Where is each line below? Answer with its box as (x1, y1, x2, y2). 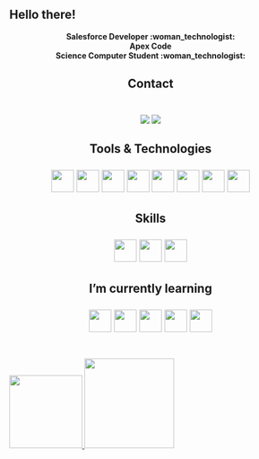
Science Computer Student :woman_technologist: (55, 49, 246, 61)
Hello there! (9, 7, 76, 22)
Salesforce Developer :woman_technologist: (65, 31, 236, 41)
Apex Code (129, 40, 172, 51)
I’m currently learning (89, 280, 212, 296)
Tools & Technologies (89, 141, 212, 156)
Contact (127, 76, 174, 92)
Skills (134, 211, 167, 226)
